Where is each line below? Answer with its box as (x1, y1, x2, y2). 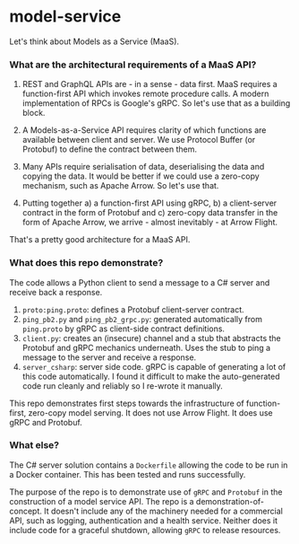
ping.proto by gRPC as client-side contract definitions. (21, 323, 226, 334)
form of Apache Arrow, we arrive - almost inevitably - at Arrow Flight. (21, 217, 278, 228)
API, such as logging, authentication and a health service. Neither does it (9, 514, 278, 526)
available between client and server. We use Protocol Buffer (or (21, 135, 256, 145)
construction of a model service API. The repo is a (9, 496, 194, 506)
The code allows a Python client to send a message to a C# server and (9, 276, 270, 288)
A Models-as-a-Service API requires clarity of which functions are (21, 125, 267, 136)
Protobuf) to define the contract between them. (21, 144, 197, 154)
